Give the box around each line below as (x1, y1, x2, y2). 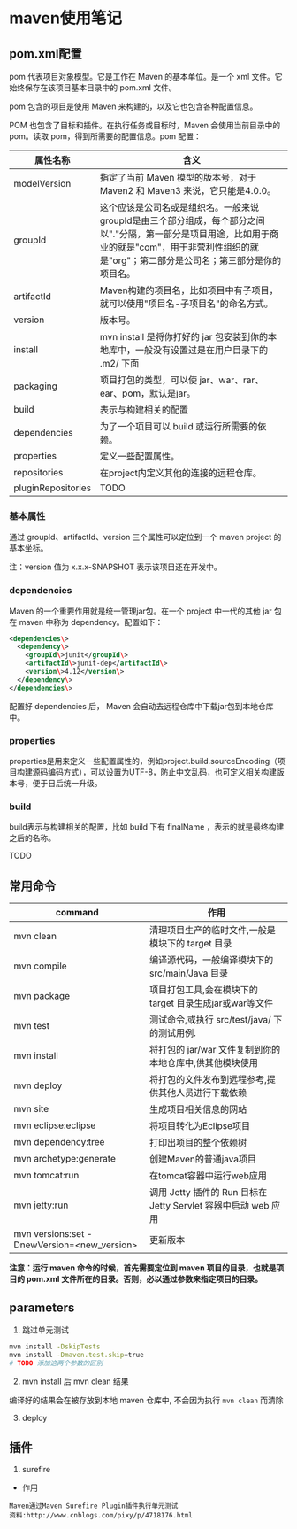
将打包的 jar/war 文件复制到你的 (148, 1044, 281, 1056)
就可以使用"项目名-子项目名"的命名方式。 (99, 297, 274, 310)
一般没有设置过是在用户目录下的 (134, 344, 268, 356)
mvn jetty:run (13, 1199, 69, 1211)
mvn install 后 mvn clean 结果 (21, 1376, 130, 1386)
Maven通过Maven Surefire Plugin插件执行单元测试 (9, 1502, 179, 1510)
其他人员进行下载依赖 (157, 1086, 247, 1099)
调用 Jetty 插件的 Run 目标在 (148, 1186, 268, 1199)
